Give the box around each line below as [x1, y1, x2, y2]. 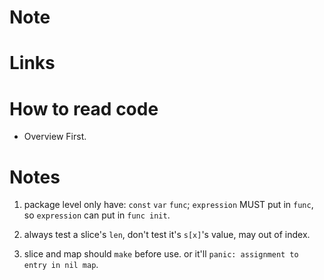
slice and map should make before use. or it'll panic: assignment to [23, 248, 299, 260]
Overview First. [23, 131, 87, 143]
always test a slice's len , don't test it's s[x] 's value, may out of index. [23, 229, 311, 241]
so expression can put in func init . [23, 209, 171, 221]
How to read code [9, 97, 159, 120]
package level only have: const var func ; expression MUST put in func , [23, 199, 314, 211]
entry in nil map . [23, 259, 99, 271]
